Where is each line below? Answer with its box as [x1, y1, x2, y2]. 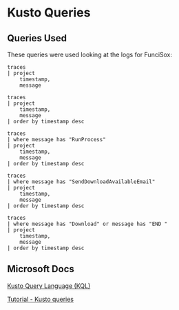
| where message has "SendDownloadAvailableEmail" [7, 178, 156, 185]
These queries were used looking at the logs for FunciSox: [7, 50, 173, 59]
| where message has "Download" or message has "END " [7, 220, 168, 227]
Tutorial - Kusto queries [7, 295, 74, 303]
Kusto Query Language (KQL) [7, 281, 91, 290]
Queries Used [7, 32, 67, 44]
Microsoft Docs [7, 263, 74, 275]
